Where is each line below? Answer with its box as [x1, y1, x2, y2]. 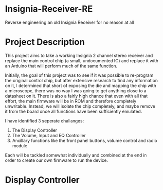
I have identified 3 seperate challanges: [5, 118, 84, 123]
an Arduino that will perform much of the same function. [5, 63, 118, 69]
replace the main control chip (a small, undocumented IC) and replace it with [5, 57, 159, 64]
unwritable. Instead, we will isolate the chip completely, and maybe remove [5, 103, 156, 109]
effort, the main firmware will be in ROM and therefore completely [5, 98, 137, 104]
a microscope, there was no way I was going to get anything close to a [5, 87, 147, 93]
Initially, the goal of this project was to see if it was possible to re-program [5, 72, 154, 78]
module [12, 142, 28, 149]
